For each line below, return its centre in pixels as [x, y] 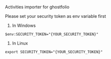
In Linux [20, 43]
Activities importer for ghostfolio [37, 7]
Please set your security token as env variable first [55, 16]
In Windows [24, 25]
